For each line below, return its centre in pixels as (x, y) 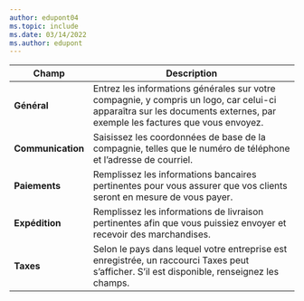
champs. (111, 283)
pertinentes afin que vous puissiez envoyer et (190, 223)
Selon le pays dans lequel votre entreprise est (190, 249)
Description (192, 73)
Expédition (38, 223)
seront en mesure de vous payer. (163, 197)
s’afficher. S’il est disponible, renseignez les (185, 272)
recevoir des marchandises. (152, 234)
